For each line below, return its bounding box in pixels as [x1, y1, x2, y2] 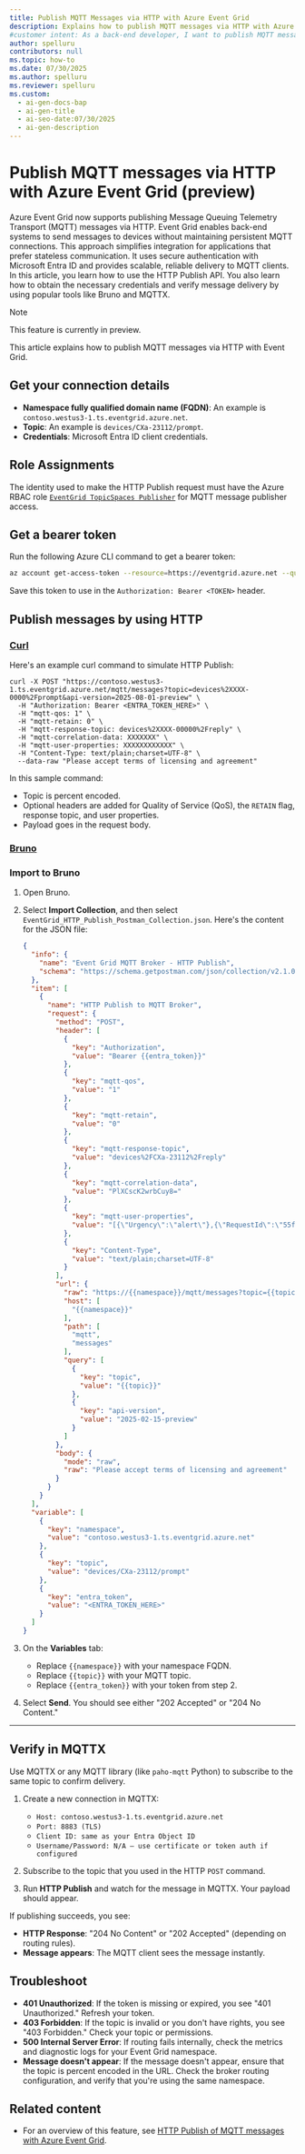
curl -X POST [9, 676, 59, 686]
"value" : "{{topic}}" [80, 1381, 162, 1390]
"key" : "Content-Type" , [71, 1246, 162, 1255]
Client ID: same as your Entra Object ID [35, 1831, 195, 1841]
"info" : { [31, 950, 68, 959]
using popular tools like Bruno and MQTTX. [9, 288, 171, 300]
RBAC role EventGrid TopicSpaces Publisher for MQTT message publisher [9, 491, 288, 502]
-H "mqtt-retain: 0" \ [17, 716, 103, 726]
